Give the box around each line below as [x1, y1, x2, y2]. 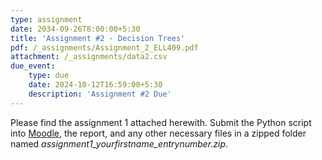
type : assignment [10, 14, 83, 25]
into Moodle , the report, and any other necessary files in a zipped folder [10, 127, 307, 139]
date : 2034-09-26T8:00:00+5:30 [10, 24, 141, 34]
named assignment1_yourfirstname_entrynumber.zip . [10, 137, 229, 150]
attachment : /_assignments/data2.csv [10, 52, 168, 62]
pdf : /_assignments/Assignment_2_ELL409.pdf [10, 42, 199, 53]
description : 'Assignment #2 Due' [28, 89, 172, 99]
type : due [28, 71, 70, 81]
